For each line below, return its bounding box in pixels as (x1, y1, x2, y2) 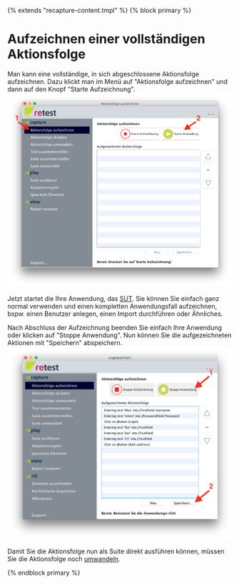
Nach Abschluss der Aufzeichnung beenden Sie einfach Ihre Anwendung (7, 324, 223, 332)
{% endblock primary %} (7, 568, 81, 577)
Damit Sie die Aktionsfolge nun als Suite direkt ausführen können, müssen (7, 547, 225, 555)
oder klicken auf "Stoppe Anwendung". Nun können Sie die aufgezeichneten (7, 331, 232, 339)
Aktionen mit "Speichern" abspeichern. (7, 339, 123, 347)
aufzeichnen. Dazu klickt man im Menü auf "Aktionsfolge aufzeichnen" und (7, 77, 228, 86)
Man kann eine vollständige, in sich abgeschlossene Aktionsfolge (7, 69, 200, 78)
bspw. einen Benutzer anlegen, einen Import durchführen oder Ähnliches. (7, 309, 223, 318)
